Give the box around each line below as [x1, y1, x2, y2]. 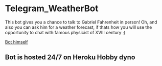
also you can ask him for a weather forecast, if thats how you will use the [5, 24, 152, 30]
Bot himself [5, 39, 28, 44]
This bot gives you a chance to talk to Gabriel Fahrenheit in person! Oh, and [5, 19, 158, 25]
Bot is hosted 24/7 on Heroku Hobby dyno [5, 53, 136, 62]
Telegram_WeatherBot [5, 3, 99, 14]
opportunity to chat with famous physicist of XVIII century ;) [5, 29, 126, 35]
